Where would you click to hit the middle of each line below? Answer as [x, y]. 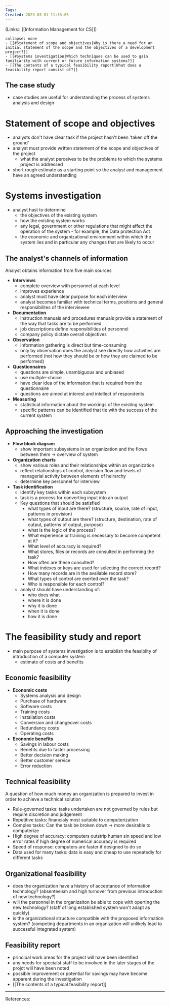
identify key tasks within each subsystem [63, 492]
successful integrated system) [44, 929]
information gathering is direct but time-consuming [73, 345]
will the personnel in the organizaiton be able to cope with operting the [86, 902]
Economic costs [30, 690]
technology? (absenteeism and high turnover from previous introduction [88, 891]
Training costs [35, 712]
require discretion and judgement [47, 814]
